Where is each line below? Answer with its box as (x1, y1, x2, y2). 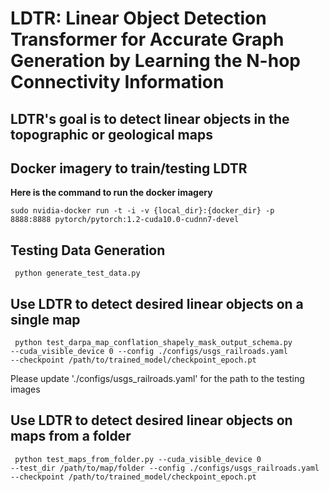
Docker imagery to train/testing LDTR (10, 160, 248, 177)
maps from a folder (10, 428, 132, 445)
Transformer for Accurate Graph (10, 28, 285, 51)
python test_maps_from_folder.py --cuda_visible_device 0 (14, 454, 262, 464)
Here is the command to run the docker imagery (10, 187, 213, 199)
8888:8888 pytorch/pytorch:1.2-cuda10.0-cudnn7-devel (10, 215, 240, 225)
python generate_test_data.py (14, 268, 141, 279)
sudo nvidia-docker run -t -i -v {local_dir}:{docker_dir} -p (10, 206, 275, 216)
